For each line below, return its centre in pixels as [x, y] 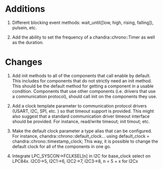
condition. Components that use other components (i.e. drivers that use [84, 91]
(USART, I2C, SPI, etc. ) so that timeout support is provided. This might [83, 111]
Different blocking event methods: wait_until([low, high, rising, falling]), [83, 22]
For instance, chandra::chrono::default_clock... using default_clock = [81, 136]
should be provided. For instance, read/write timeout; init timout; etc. [81, 121]
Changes [24, 62]
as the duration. [28, 42]
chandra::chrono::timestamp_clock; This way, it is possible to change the [85, 141]
